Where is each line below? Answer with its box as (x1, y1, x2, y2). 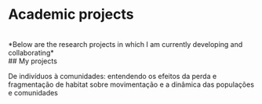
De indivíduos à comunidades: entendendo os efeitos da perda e (8, 71, 217, 81)
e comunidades (8, 88, 59, 97)
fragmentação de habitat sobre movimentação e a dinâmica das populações (8, 80, 255, 89)
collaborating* (8, 48, 54, 57)
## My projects (8, 56, 57, 66)
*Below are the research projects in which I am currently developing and (8, 39, 243, 48)
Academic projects (8, 5, 134, 23)
